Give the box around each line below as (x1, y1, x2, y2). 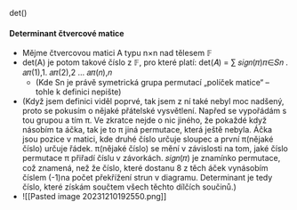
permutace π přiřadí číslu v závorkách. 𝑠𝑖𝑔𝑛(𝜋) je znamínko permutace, (21, 153, 281, 164)
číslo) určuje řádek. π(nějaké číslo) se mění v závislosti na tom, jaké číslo (21, 143, 289, 154)
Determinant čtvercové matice (9, 28, 124, 38)
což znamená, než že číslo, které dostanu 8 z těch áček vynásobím (21, 163, 269, 174)
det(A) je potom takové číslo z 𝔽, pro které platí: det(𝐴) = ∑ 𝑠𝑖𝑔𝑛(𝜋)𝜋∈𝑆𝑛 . (21, 57, 289, 68)
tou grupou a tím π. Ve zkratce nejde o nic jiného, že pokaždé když (21, 115, 267, 125)
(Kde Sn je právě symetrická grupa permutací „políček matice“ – (35, 77, 269, 88)
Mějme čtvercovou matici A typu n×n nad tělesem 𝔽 (21, 48, 213, 59)
